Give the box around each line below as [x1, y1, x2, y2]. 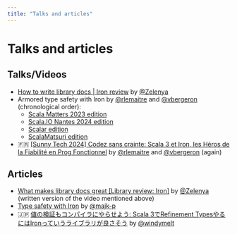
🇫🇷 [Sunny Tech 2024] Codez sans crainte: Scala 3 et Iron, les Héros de [17, 140, 230, 148]
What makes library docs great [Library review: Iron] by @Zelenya [17, 187, 209, 195]
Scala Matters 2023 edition [28, 110, 107, 118]
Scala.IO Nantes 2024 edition [28, 117, 114, 125]
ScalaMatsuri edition [28, 132, 88, 141]
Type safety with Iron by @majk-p [17, 202, 116, 210]
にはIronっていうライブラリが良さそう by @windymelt [17, 219, 175, 228]
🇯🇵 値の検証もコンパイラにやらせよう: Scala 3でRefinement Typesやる [17, 210, 226, 218]
